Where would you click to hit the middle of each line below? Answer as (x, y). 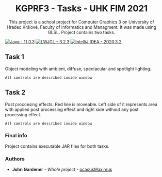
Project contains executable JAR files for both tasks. (57, 146)
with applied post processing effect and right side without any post (72, 109)
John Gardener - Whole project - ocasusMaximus (62, 169)
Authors (15, 159)
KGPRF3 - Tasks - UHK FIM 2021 (81, 9)
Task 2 (15, 93)
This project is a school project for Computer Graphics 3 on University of (81, 22)
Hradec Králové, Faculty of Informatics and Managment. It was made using (81, 27)
